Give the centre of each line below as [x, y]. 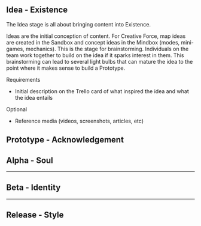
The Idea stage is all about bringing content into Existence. [79, 24]
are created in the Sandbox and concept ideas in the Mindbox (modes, [93, 42]
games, [16, 49]
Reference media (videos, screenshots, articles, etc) [79, 121]
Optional [17, 109]
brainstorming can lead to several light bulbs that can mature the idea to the [100, 61]
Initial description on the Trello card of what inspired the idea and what [102, 91]
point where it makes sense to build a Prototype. [66, 68]
